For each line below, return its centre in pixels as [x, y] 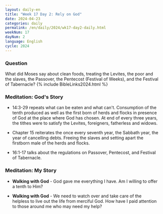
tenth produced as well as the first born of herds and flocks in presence [84, 113]
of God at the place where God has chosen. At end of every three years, [85, 118]
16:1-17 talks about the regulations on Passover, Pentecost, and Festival [84, 153]
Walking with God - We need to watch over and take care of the [77, 196]
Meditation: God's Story [34, 97]
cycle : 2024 [17, 46]
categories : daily [24, 23]
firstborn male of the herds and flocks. [51, 143]
